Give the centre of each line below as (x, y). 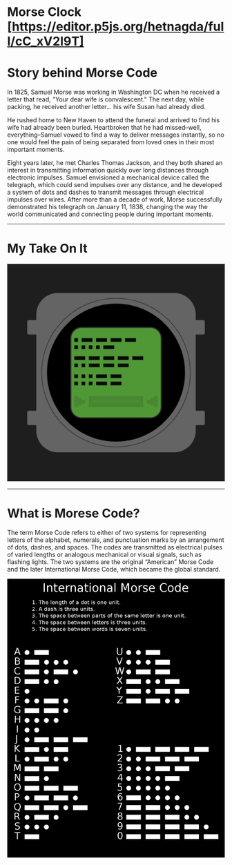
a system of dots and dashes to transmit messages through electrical (106, 192)
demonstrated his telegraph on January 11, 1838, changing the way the (108, 207)
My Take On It (47, 249)
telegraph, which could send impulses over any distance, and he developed (115, 185)
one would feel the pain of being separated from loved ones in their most (111, 142)
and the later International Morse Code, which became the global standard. (114, 569)
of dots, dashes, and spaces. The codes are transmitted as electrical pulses (115, 547)
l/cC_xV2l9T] (46, 41)
